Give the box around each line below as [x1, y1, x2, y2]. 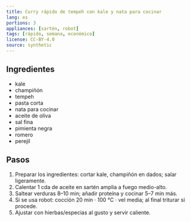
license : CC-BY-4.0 [6, 37, 55, 42]
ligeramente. [14, 177, 46, 184]
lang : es [6, 14, 28, 20]
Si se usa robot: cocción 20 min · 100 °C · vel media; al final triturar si [14, 196, 186, 203]
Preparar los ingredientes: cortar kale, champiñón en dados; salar [14, 171, 177, 178]
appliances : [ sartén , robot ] [6, 25, 79, 32]
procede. [14, 202, 38, 209]
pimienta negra [14, 124, 53, 132]
